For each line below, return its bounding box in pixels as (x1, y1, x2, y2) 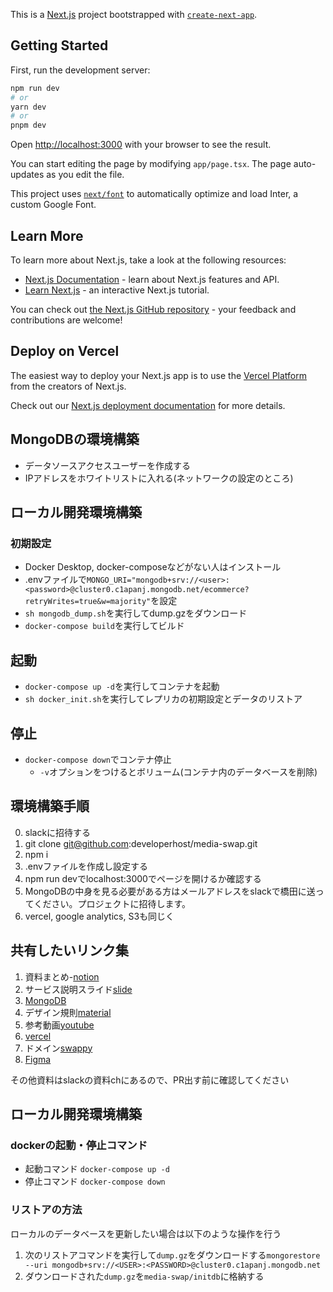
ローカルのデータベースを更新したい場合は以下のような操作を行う (10, 1227, 282, 1239)
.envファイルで (24, 574, 87, 586)
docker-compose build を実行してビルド (24, 620, 185, 632)
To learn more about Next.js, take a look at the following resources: (10, 254, 287, 266)
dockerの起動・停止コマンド (10, 1138, 148, 1152)
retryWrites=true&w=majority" (24, 597, 152, 607)
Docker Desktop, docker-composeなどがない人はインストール (24, 561, 282, 573)
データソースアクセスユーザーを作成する (24, 459, 192, 471)
